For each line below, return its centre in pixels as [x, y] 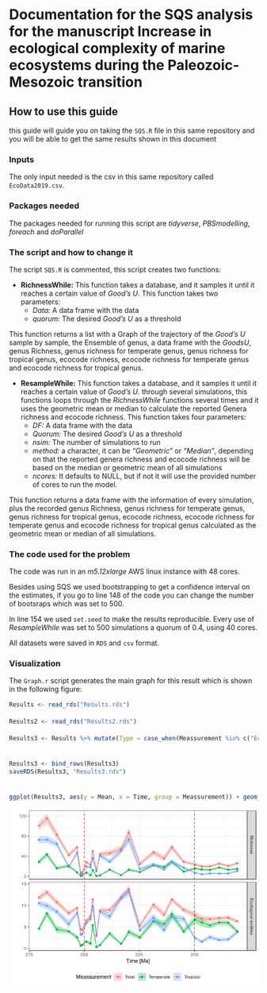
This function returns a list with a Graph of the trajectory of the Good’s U [127, 334]
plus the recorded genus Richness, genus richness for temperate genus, [127, 508]
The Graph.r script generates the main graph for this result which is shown [131, 681]
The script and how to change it [71, 252]
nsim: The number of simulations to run [96, 442]
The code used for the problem [70, 554]
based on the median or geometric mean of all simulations [127, 467]
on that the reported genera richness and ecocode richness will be [141, 459]
